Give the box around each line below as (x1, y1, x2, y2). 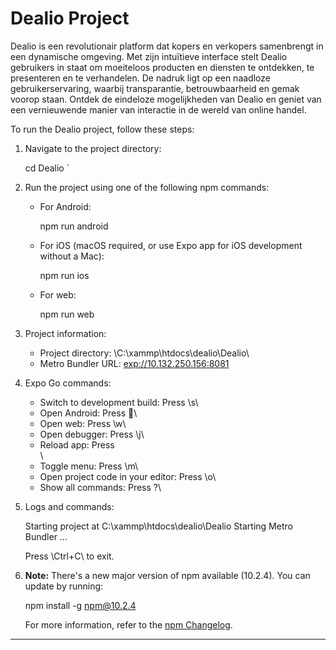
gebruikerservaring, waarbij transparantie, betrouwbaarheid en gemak (10, 82, 300, 94)
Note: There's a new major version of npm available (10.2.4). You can (24, 569, 311, 581)
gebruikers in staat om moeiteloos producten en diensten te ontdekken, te (10, 61, 315, 73)
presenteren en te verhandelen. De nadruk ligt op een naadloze (10, 72, 271, 84)
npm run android (39, 220, 109, 232)
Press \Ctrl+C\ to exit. (24, 550, 115, 562)
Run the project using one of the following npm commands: (24, 181, 270, 193)
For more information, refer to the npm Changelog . (24, 618, 233, 631)
